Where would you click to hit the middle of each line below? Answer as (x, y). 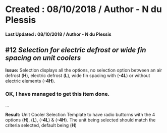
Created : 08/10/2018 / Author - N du (84, 9)
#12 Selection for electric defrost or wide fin (76, 50)
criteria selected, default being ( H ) (41, 125)
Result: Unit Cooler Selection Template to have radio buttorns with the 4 (80, 114)
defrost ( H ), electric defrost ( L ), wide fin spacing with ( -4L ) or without (78, 75)
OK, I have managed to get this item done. (58, 94)
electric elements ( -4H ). (30, 81)
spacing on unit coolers (43, 58)
